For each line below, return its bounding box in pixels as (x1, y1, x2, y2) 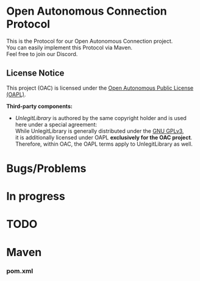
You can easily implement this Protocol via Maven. (6, 44, 133, 51)
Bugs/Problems (6, 162, 87, 175)
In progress (6, 190, 65, 204)
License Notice (6, 68, 65, 79)
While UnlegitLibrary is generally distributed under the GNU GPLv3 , (15, 127, 184, 135)
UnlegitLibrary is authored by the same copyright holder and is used (15, 114, 187, 121)
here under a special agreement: (15, 121, 98, 128)
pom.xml (6, 267, 34, 276)
